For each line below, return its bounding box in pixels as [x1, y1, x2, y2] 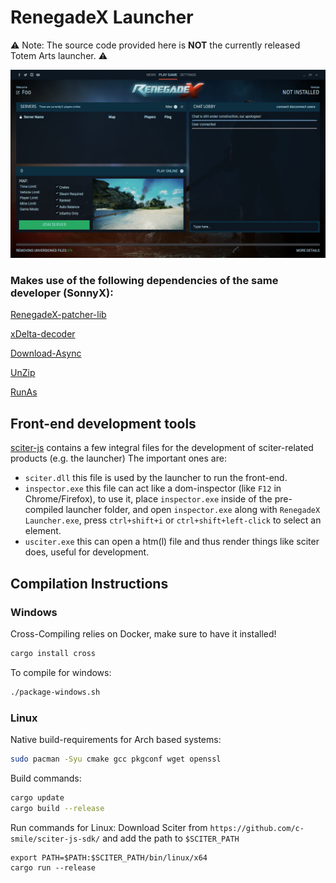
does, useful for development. [24, 546, 150, 558]
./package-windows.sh [10, 687, 101, 697]
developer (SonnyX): [10, 286, 114, 300]
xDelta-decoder [10, 328, 76, 340]
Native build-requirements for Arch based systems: [10, 734, 222, 745]
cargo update [10, 792, 65, 803]
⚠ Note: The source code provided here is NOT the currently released [10, 39, 301, 51]
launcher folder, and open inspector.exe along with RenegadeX [65, 504, 321, 516]
